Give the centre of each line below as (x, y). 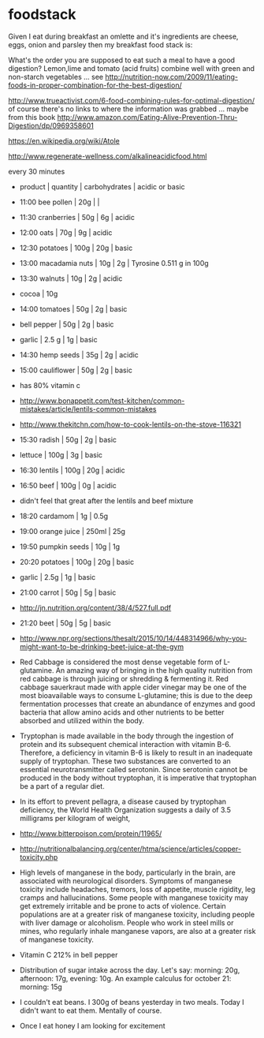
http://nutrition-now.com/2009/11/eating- (172, 77)
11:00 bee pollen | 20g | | (59, 202)
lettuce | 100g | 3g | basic (61, 454)
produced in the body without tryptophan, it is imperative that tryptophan (138, 778)
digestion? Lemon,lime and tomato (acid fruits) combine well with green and (131, 68)
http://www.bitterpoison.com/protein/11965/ (91, 833)
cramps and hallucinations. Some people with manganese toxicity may (134, 898)
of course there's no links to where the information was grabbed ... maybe (128, 109)
